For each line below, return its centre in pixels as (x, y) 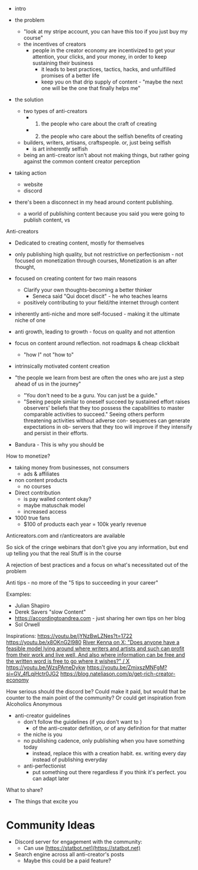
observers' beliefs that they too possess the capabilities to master (104, 408)
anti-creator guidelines (43, 715)
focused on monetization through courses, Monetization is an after (96, 261)
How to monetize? (28, 456)
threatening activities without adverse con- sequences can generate (107, 420)
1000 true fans (32, 518)
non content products (41, 480)
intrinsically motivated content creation (62, 366)
